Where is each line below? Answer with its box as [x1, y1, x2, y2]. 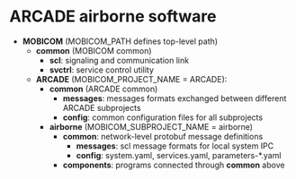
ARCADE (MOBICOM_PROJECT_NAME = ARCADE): [35, 73, 228, 84]
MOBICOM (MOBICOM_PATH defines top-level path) [22, 36, 219, 47]
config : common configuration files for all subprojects [62, 112, 264, 123]
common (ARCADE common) [49, 83, 158, 94]
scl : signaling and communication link [49, 55, 190, 65]
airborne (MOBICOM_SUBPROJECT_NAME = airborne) [49, 121, 254, 132]
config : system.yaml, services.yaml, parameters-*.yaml [76, 149, 282, 160]
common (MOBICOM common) [35, 45, 152, 55]
